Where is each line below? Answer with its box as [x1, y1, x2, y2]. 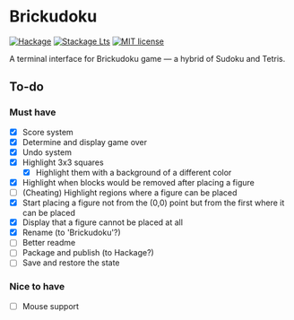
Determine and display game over [22, 136, 148, 147]
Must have [9, 106, 56, 118]
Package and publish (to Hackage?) [22, 247, 154, 258]
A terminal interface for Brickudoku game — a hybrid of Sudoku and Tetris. [9, 53, 286, 64]
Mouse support [22, 300, 79, 311]
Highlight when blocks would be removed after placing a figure [22, 177, 255, 187]
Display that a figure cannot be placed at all [22, 217, 184, 228]
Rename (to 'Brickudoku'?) [22, 227, 121, 238]
